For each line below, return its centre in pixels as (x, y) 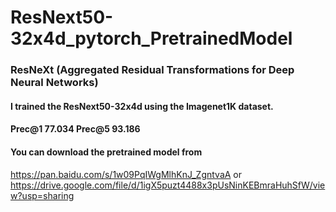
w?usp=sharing (42, 195)
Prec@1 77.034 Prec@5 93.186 (75, 129)
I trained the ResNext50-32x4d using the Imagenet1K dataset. (142, 106)
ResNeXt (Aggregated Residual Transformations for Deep (152, 70)
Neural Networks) (54, 83)
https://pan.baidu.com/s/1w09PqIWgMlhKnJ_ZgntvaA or (126, 174)
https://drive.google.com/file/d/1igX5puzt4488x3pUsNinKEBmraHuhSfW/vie (168, 185)
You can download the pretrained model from (106, 152)
